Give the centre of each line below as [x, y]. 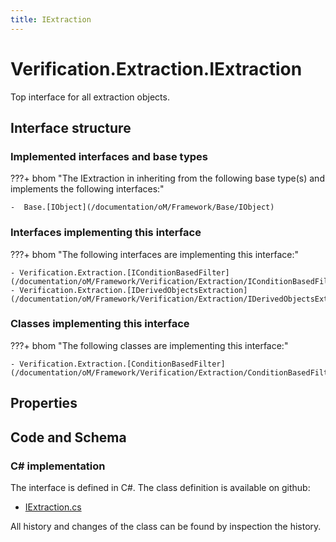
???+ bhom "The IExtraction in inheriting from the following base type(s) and [167, 178]
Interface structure [71, 127]
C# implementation [58, 466]
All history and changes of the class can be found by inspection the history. [166, 526]
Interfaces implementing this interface [106, 233]
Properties [44, 403]
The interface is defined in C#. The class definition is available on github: [160, 487]
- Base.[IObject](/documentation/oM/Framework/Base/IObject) [142, 207]
